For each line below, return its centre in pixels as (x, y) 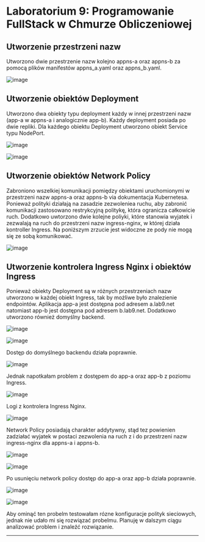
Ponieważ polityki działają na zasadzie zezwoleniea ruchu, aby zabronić (97, 203)
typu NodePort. (26, 133)
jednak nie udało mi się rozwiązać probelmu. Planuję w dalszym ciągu (94, 521)
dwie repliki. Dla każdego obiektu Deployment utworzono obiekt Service (97, 126)
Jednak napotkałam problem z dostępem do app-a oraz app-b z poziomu (99, 376)
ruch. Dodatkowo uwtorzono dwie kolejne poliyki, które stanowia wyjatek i (99, 216)
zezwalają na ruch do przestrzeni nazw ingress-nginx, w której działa (93, 223)
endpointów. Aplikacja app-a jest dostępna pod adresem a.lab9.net (91, 304)
